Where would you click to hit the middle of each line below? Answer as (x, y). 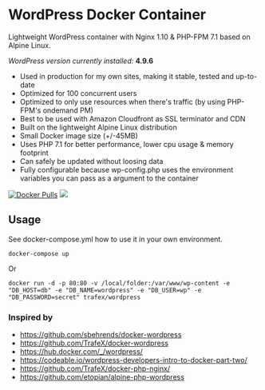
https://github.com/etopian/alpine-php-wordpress (102, 377)
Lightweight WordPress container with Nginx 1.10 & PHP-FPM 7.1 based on (130, 37)
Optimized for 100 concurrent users (78, 93)
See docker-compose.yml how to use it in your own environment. (116, 239)
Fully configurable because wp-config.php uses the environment (127, 169)
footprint (34, 153)
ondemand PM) (68, 110)
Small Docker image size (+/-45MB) (79, 135)
